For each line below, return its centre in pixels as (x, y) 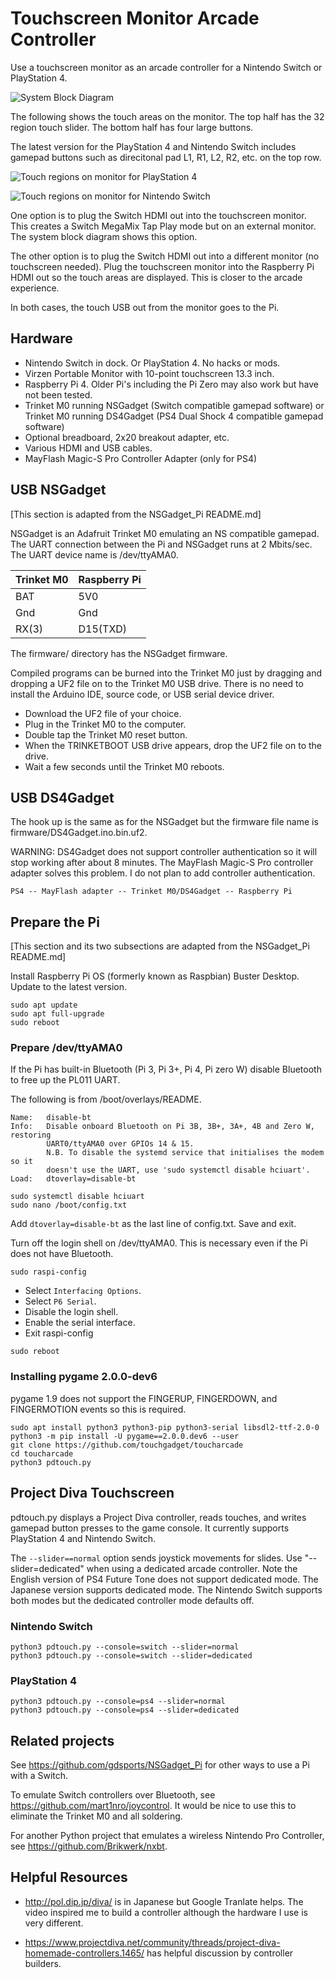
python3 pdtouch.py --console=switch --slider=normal (125, 1647)
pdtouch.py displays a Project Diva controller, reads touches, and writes (158, 1517)
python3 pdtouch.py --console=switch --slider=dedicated (131, 1655)
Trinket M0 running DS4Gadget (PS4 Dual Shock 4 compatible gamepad (174, 416)
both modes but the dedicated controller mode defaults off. (132, 1600)
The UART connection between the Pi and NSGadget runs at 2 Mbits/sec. (161, 544)
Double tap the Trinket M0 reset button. (106, 734)
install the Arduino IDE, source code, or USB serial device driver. (142, 694)
